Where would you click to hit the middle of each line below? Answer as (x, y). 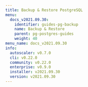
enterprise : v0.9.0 (31, 67)
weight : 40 (26, 39)
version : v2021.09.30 (33, 77)
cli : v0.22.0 (24, 58)
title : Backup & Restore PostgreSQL (44, 10)
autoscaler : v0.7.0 (31, 53)
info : (11, 48)
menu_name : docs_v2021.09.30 (36, 43)
